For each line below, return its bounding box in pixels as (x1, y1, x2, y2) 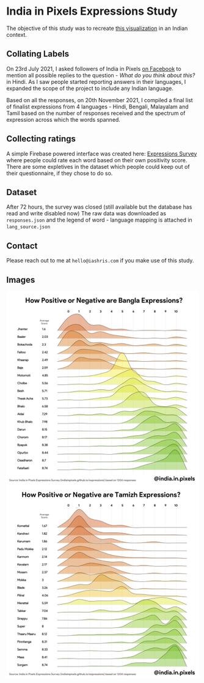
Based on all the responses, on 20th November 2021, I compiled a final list (6, 96, 194, 103)
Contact (6, 241, 38, 251)
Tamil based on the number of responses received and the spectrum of (6, 109, 186, 117)
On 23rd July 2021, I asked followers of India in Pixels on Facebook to (6, 65, 181, 72)
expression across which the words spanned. (6, 116, 121, 123)
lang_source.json (6, 224, 51, 230)
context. (6, 31, 27, 38)
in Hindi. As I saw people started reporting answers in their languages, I (6, 78, 186, 85)
